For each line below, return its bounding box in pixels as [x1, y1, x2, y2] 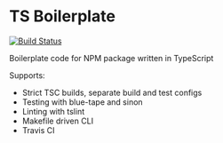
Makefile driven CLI [21, 115, 94, 126]
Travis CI [21, 124, 55, 135]
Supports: [9, 69, 46, 81]
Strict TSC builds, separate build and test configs [21, 87, 203, 98]
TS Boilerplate [9, 6, 115, 27]
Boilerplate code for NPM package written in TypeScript [9, 52, 214, 63]
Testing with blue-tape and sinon [21, 96, 144, 107]
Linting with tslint [21, 106, 85, 116]
